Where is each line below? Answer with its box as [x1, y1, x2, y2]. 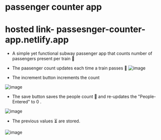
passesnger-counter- [56, 24, 146, 35]
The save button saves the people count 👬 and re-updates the [12, 93, 137, 99]
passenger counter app [5, 1, 102, 13]
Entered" [12, 99, 30, 105]
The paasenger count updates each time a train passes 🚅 [12, 65, 127, 71]
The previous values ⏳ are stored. [12, 118, 80, 124]
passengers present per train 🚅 [12, 56, 75, 62]
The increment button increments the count [12, 75, 100, 81]
